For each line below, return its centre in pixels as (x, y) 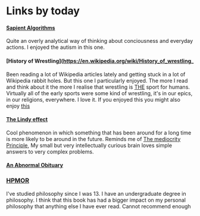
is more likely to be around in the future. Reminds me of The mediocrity (93, 139)
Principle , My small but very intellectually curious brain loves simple (89, 145)
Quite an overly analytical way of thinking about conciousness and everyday (100, 41)
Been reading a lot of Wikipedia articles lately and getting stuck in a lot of (96, 74)
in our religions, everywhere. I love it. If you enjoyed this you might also (93, 99)
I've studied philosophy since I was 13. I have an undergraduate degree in (96, 193)
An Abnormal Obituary (35, 165)
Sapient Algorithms (31, 27)
